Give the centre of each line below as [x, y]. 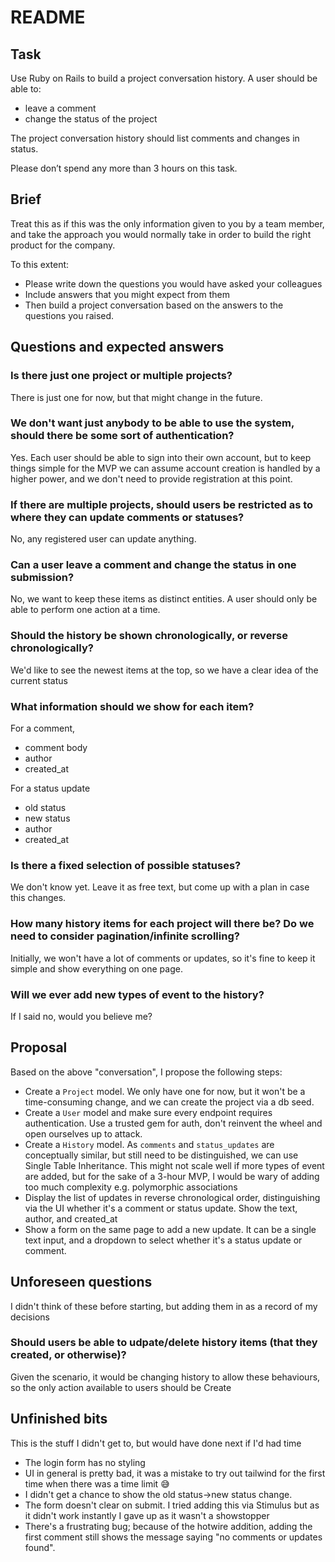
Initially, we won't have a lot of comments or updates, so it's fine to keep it [163, 958]
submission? [42, 578]
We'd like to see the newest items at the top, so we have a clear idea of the [164, 670]
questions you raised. [69, 315]
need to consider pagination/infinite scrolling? [125, 936]
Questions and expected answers [117, 347]
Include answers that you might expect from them [127, 294]
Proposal [39, 1047]
